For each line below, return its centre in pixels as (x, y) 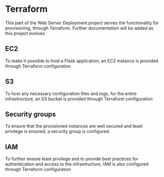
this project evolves (25, 33)
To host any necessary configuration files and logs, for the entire (71, 93)
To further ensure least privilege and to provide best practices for (72, 159)
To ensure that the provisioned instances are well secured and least (74, 126)
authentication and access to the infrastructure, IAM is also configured (77, 164)
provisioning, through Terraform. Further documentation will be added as (79, 28)
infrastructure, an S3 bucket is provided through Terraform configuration (79, 99)
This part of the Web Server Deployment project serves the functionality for (82, 23)
